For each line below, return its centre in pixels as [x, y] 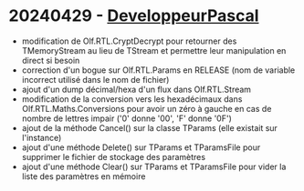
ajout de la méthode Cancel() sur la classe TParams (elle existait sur [149, 127]
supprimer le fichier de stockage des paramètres [114, 156]
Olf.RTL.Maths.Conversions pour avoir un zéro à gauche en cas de [147, 108]
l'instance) [42, 137]
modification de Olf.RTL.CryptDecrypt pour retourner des [129, 41]
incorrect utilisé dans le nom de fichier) [95, 79]
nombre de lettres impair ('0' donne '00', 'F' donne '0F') [126, 118]
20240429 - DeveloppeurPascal [134, 16]
